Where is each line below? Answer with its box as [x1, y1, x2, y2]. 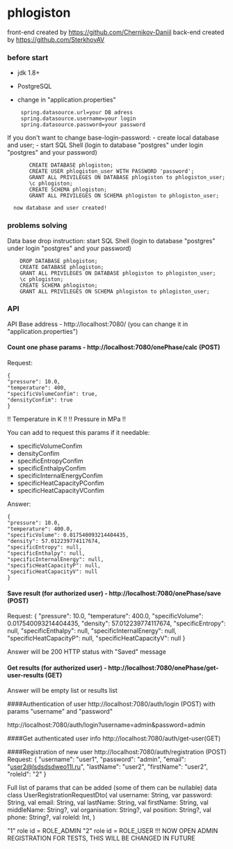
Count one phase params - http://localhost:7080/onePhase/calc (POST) [7, 343, 220, 351]
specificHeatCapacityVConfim [17, 487, 104, 495]
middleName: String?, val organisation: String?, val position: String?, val [7, 806, 211, 814]
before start [7, 52, 49, 62]
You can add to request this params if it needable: [7, 429, 150, 437]
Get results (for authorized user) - [7, 664, 107, 672]
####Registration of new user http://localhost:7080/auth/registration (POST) [7, 748, 227, 756]
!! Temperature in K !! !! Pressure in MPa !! [7, 415, 127, 423]
